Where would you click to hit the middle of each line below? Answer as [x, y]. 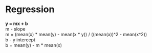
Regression [30, 9]
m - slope [15, 29]
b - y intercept [20, 40]
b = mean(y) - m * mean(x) [34, 45]
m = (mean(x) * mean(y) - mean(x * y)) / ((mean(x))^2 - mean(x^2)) [76, 34]
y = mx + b [17, 23]
